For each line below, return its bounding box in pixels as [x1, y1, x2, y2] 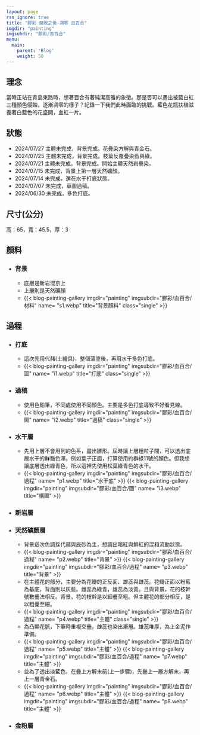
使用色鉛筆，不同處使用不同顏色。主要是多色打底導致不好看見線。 [23, 401, 186, 408]
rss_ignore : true [6, 14, 49, 20]
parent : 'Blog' [17, 48, 55, 54]
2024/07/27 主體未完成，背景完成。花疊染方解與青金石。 [14, 145, 155, 153]
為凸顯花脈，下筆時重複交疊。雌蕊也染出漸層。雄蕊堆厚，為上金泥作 [23, 623, 191, 630]
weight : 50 [17, 53, 44, 59]
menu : [6, 36, 20, 42]
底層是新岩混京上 [23, 279, 66, 286]
